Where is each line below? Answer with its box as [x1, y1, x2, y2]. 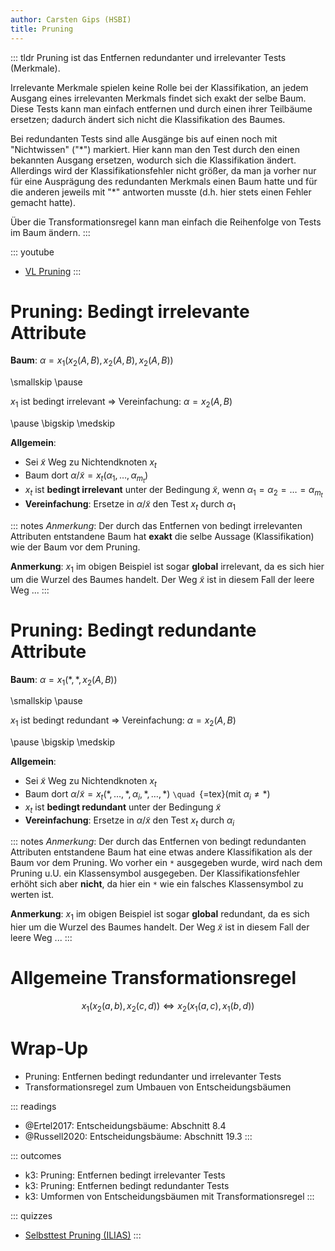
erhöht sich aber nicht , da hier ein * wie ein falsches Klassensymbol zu [10, 878, 304, 890]
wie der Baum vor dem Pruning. [10, 541, 141, 553]
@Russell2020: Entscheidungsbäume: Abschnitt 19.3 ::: [24, 1130, 253, 1142]
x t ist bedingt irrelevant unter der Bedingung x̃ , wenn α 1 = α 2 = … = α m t [24, 483, 323, 500]
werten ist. [10, 889, 55, 901]
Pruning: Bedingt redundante [10, 619, 257, 641]
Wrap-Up [10, 1037, 89, 1060]
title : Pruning [10, 24, 74, 34]
